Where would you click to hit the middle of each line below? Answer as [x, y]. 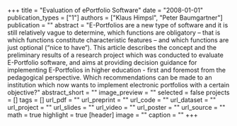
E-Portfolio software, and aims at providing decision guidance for [102, 62]
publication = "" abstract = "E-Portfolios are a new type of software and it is [118, 25]
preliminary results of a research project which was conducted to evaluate [116, 55]
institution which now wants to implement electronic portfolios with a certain [118, 85]
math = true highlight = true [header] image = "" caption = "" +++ [103, 115]
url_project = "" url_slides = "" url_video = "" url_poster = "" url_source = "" [116, 107]
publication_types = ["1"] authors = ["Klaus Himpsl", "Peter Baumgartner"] [115, 18]
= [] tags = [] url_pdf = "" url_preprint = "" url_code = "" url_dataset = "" [112, 100]
